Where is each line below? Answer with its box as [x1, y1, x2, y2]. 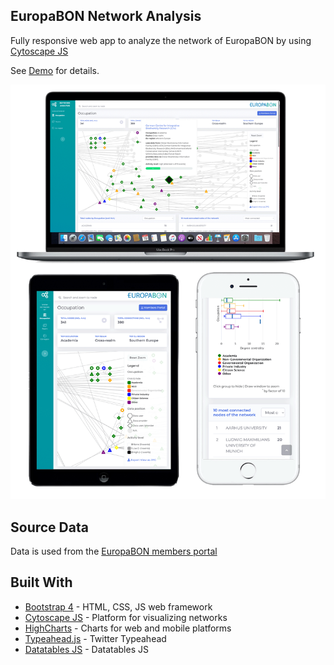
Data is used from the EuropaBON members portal [10, 545, 218, 557]
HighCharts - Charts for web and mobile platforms [24, 622, 232, 634]
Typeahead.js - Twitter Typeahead [24, 632, 167, 644]
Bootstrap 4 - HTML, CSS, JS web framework [24, 600, 213, 613]
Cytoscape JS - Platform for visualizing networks [24, 611, 228, 623]
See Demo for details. [10, 64, 100, 76]
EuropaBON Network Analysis [10, 8, 202, 25]
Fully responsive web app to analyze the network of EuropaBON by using [10, 34, 312, 46]
